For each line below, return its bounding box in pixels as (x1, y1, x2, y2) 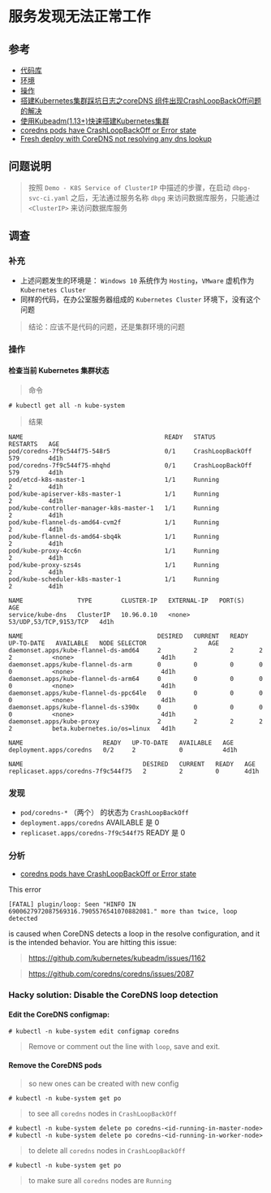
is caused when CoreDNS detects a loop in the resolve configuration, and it (8, 929, 260, 939)
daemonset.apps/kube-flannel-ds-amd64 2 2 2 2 (8, 646, 264, 654)
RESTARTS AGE (8, 440, 60, 448)
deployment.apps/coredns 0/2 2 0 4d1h (8, 745, 238, 754)
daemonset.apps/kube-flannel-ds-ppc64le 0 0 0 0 (8, 688, 264, 697)
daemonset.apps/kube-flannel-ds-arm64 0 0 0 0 (8, 675, 264, 683)
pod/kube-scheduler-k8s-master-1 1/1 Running (8, 575, 220, 583)
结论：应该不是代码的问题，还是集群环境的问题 (28, 322, 185, 332)
